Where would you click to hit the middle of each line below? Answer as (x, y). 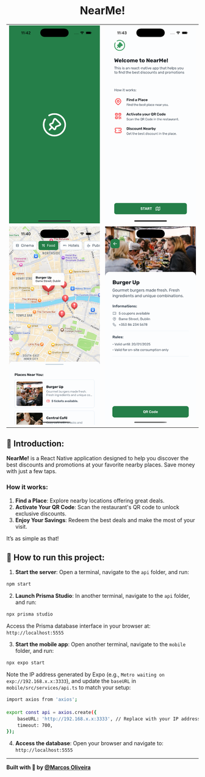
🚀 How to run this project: (56, 558)
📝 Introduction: (35, 444)
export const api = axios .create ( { (52, 712)
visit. (21, 526)
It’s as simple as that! (33, 538)
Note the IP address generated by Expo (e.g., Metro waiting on (85, 675)
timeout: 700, (35, 725)
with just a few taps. (31, 471)
